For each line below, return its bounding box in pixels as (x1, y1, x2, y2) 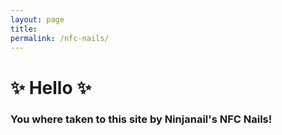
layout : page (10, 14, 65, 25)
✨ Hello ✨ (10, 76, 92, 99)
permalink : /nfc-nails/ (10, 33, 110, 43)
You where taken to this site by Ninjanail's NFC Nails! (10, 112, 273, 126)
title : (10, 24, 38, 34)
